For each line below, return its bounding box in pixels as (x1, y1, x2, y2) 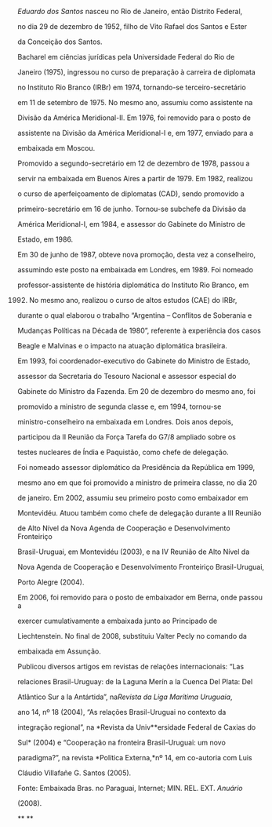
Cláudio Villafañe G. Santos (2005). (17, 768, 132, 778)
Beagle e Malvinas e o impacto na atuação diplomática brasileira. (17, 341, 227, 350)
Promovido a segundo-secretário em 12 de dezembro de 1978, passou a (17, 158, 250, 168)
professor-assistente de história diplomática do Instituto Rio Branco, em (17, 280, 249, 290)
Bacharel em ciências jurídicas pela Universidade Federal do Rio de (17, 53, 235, 61)
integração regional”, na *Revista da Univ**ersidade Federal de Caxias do (17, 723, 256, 732)
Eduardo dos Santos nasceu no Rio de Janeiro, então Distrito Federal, (17, 7, 243, 16)
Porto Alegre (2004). (17, 577, 85, 587)
